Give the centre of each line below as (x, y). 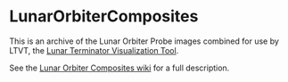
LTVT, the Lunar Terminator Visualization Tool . (94, 50)
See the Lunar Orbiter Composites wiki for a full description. (119, 68)
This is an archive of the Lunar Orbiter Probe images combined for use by (144, 41)
